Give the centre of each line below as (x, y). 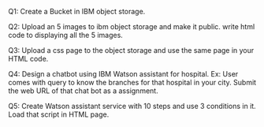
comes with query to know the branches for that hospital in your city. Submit (132, 82)
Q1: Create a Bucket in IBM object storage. (77, 11)
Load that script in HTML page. (59, 114)
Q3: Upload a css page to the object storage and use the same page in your (131, 50)
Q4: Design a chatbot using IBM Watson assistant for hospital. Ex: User (123, 74)
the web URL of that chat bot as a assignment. (84, 91)
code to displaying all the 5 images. (66, 35)
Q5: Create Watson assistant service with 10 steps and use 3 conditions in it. (132, 106)
